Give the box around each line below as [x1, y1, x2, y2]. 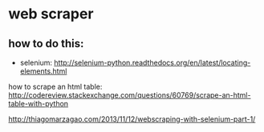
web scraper [8, 5, 94, 23]
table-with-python [8, 99, 69, 108]
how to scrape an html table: [8, 82, 103, 91]
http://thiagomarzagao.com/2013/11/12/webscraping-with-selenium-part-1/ [8, 114, 256, 124]
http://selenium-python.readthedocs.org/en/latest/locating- [54, 58, 251, 67]
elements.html [19, 66, 67, 76]
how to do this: [8, 37, 84, 50]
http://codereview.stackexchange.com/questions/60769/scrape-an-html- [8, 90, 251, 100]
